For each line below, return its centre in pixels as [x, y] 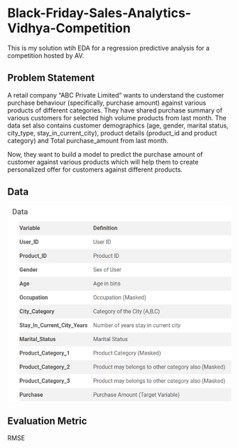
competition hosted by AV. [46, 56]
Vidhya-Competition [69, 28]
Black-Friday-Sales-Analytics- [99, 13]
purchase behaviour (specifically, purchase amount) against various [107, 103]
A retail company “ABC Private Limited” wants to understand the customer [116, 95]
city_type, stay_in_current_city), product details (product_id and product [112, 132]
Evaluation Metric [47, 421]
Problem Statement [51, 78]
